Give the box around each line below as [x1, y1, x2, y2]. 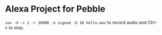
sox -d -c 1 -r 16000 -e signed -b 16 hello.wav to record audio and [5, 19, 147, 25]
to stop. [8, 24, 24, 30]
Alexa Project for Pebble [5, 3, 106, 15]
